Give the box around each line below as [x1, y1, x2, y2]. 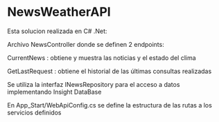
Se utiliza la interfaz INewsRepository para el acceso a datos [7, 80, 180, 88]
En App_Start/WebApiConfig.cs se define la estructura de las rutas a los [7, 101, 213, 109]
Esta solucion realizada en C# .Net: [7, 27, 107, 35]
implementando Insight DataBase [7, 88, 102, 96]
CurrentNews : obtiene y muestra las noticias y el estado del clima [7, 53, 196, 62]
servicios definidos [7, 108, 62, 116]
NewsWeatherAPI [7, 4, 111, 20]
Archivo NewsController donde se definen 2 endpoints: [7, 40, 164, 48]
